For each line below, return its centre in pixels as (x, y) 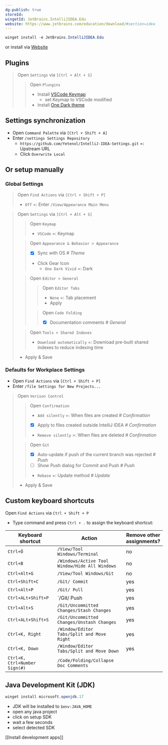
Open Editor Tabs (61, 288)
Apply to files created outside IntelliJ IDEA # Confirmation (97, 425)
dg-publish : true (23, 10)
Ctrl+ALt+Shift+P (28, 598)
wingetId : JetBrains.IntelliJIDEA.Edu (45, 19)
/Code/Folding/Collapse (85, 660)
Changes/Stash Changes (84, 610)
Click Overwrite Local (42, 154)
